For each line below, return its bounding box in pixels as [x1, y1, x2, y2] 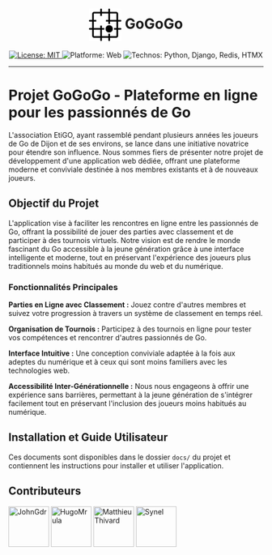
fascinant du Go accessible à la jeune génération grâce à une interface [8, 244, 244, 254]
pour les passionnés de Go [8, 104, 192, 122]
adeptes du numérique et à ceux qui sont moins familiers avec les [8, 356, 227, 366]
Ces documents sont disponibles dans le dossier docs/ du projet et [8, 452, 231, 462]
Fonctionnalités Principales [8, 281, 119, 292]
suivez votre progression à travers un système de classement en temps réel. [8, 308, 263, 318]
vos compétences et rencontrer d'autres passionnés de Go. [8, 332, 207, 342]
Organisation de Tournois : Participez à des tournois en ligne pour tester [8, 324, 252, 334]
